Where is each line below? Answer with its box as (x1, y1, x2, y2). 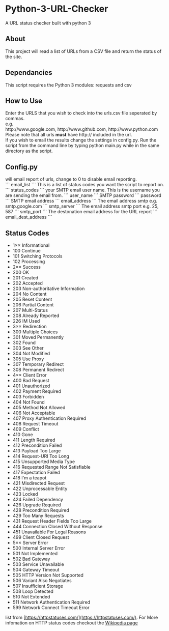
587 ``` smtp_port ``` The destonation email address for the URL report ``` (5, 209, 158, 215)
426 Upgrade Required (12, 502, 61, 508)
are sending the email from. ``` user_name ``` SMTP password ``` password (5, 192, 161, 198)
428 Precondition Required (12, 507, 70, 513)
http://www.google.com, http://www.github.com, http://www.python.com (5, 126, 158, 132)
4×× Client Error (12, 372, 47, 378)
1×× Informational (12, 242, 50, 248)
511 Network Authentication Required (12, 599, 91, 605)
